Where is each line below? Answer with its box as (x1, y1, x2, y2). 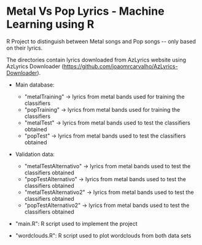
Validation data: (15, 150, 55, 158)
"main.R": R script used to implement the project (15, 220, 138, 227)
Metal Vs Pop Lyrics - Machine (6, 4, 165, 18)
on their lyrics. (6, 44, 43, 52)
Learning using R (6, 17, 95, 31)
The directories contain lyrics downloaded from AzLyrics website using (6, 56, 186, 63)
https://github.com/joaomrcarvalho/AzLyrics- (63, 63, 178, 70)
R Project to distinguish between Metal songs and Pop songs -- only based (6, 37, 196, 45)
